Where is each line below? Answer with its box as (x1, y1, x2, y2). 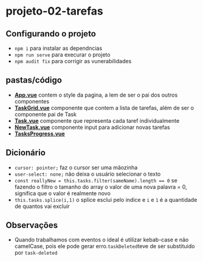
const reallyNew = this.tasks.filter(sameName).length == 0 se (14, 176, 177, 184)
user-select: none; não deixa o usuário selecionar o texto (14, 170, 161, 178)
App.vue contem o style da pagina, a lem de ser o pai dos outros (14, 91, 178, 98)
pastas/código (5, 75, 62, 86)
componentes (14, 97, 50, 105)
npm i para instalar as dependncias (14, 44, 103, 52)
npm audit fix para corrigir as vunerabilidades (14, 58, 132, 64)
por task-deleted (14, 249, 58, 257)
